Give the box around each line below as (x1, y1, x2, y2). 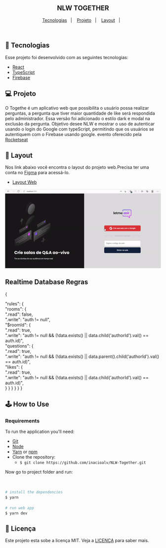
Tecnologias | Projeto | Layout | (42, 17, 121, 23)
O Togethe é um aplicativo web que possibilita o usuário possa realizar (5, 105, 149, 111)
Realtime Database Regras (5, 278, 88, 286)
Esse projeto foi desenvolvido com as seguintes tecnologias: (5, 54, 128, 60)
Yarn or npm (12, 449, 38, 455)
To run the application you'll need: (5, 429, 75, 435)
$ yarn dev (5, 511, 28, 516)
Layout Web (12, 179, 37, 185)
